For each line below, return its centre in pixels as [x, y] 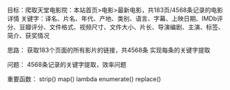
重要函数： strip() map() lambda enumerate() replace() [84, 79]
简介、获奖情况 [28, 35]
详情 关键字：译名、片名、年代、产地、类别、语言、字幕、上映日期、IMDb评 [115, 18]
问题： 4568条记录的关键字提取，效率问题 [67, 64]
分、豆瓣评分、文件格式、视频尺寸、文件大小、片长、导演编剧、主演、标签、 [116, 27]
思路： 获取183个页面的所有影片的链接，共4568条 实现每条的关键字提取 [109, 50]
